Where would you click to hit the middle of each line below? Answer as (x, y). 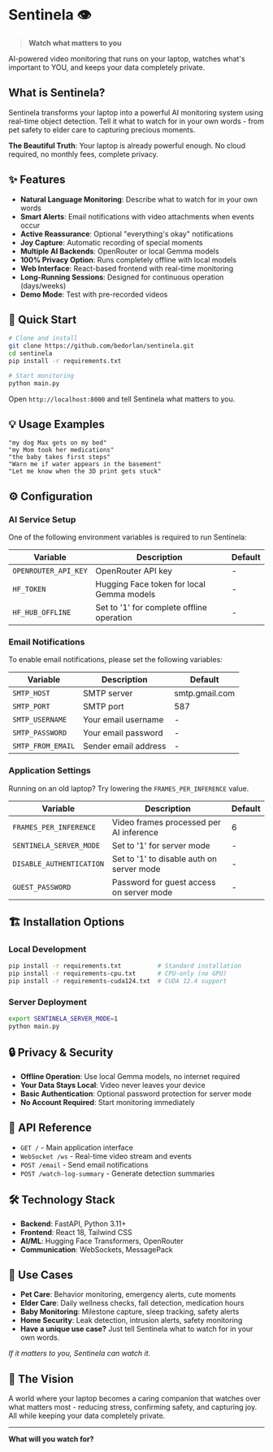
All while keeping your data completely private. (87, 1416)
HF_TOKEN (29, 589)
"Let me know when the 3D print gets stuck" (85, 471)
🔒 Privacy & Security (61, 1053)
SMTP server (108, 693)
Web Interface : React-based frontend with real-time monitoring (127, 268)
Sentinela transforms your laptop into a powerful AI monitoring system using (136, 112)
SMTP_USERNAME (40, 720)
